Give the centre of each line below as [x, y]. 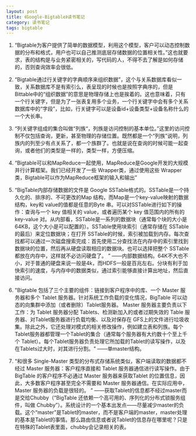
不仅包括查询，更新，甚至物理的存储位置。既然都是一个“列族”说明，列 [104, 136]
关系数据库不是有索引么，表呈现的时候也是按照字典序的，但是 [99, 87]
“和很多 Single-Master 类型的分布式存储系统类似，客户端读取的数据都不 [100, 361]
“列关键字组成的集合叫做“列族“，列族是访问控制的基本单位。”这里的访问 [99, 129]
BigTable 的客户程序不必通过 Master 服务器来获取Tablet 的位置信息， [97, 376]
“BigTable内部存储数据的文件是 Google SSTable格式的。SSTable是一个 [99, 190]
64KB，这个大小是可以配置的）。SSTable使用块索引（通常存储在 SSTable [101, 226]
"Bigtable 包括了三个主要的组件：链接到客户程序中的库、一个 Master [97, 290]
